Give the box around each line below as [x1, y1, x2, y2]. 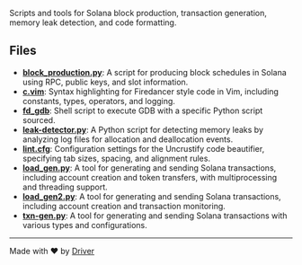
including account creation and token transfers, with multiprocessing [22, 172, 278, 182]
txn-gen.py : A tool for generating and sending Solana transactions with [22, 210, 288, 221]
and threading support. [22, 181, 108, 192]
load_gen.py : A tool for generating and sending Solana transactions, [22, 162, 277, 173]
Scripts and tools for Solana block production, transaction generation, [9, 8, 268, 18]
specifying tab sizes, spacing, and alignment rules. [22, 153, 211, 163]
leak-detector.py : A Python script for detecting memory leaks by [22, 124, 263, 135]
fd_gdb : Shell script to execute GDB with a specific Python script [22, 105, 263, 116]
